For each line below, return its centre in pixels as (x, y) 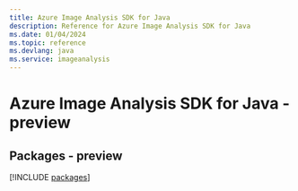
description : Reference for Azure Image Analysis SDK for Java (130, 26)
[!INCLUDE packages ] (50, 177)
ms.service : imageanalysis (60, 59)
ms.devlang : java (42, 51)
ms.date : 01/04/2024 (48, 34)
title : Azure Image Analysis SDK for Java (90, 17)
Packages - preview (66, 156)
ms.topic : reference (48, 43)
